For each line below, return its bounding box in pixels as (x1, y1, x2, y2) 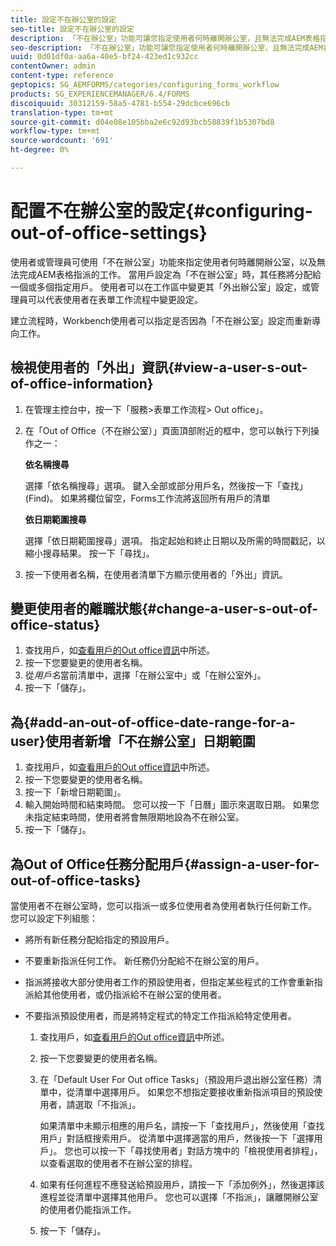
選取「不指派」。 (74, 1099, 142, 1111)
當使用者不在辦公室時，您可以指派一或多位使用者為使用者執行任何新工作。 (10, 900, 317, 912)
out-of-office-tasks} (10, 872, 142, 889)
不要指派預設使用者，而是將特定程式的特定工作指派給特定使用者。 (24, 1010, 297, 1022)
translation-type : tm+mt (10, 107, 114, 118)
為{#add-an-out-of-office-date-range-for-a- (10, 714, 296, 731)
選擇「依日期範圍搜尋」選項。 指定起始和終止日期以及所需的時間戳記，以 (24, 534, 326, 546)
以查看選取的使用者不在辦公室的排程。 (39, 1157, 198, 1170)
